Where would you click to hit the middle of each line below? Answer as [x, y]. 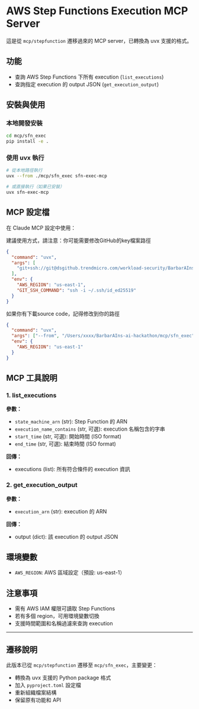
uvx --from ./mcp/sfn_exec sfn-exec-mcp [57, 176]
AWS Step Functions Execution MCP [97, 11]
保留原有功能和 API [38, 700]
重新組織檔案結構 [36, 693]
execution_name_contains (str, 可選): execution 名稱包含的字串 [90, 429]
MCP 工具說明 [32, 378]
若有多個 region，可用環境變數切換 [57, 616]
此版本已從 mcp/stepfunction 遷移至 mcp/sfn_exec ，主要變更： [82, 665]
